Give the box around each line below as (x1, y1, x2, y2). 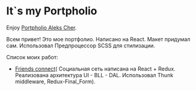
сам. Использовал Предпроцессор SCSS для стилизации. (6, 42, 155, 49)
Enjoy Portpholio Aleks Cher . (6, 24, 77, 31)
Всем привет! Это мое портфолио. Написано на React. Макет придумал (6, 35, 191, 43)
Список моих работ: (6, 53, 58, 60)
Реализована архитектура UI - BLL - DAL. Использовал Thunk (14, 71, 174, 78)
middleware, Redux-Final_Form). (14, 78, 96, 85)
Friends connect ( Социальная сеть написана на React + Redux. (14, 65, 176, 72)
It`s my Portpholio (6, 4, 97, 18)
